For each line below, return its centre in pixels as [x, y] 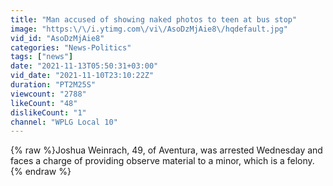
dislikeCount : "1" [48, 112]
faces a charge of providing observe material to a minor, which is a [147, 161]
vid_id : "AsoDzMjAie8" [57, 38]
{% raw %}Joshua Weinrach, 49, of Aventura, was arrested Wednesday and [166, 150]
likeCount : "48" [44, 103]
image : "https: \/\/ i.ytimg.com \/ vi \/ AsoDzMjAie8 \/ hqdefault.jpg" [149, 29]
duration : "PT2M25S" [53, 85]
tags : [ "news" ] [42, 57]
